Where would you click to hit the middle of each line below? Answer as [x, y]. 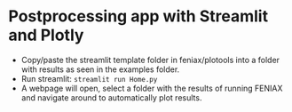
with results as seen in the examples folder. [100, 69]
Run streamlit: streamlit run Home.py [89, 78]
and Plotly [46, 35]
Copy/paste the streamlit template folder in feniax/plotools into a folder [150, 60]
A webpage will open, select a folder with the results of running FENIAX [152, 88]
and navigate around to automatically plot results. [111, 97]
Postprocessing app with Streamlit [138, 16]
